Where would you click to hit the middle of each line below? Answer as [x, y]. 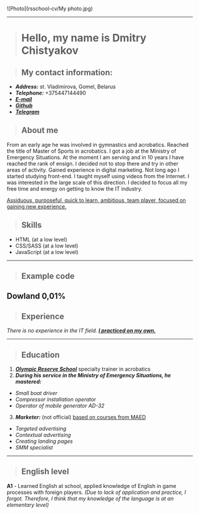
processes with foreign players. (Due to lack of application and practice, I [97, 492]
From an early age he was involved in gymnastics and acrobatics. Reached [98, 144]
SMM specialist [34, 448]
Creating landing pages [44, 441]
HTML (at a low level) [41, 239]
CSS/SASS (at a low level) [47, 246]
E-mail [24, 99]
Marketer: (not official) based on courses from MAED [81, 417]
